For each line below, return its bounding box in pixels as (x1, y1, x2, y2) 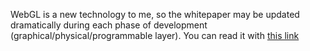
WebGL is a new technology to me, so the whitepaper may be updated (10, 9, 300, 20)
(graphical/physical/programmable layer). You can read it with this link (10, 30, 300, 41)
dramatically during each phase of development (10, 19, 208, 31)
